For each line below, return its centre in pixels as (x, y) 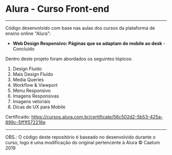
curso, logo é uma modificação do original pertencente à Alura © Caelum (83, 142)
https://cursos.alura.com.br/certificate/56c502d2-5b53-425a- (97, 117)
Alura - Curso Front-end (57, 9)
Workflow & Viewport (35, 85)
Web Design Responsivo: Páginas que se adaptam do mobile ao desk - (89, 43)
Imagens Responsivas (36, 96)
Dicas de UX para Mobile (39, 107)
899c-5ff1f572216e (26, 122)
